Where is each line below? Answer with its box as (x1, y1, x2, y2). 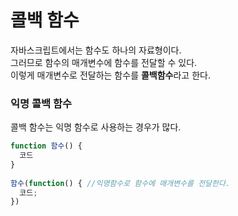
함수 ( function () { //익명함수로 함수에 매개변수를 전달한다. (10, 178, 231, 188)
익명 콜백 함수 (10, 96, 73, 110)
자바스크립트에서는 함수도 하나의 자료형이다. (10, 44, 182, 56)
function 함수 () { (10, 141, 83, 151)
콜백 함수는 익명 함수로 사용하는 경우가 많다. (10, 121, 182, 133)
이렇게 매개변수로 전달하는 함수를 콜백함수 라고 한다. (10, 69, 211, 81)
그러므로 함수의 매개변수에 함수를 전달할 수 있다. (10, 56, 198, 68)
